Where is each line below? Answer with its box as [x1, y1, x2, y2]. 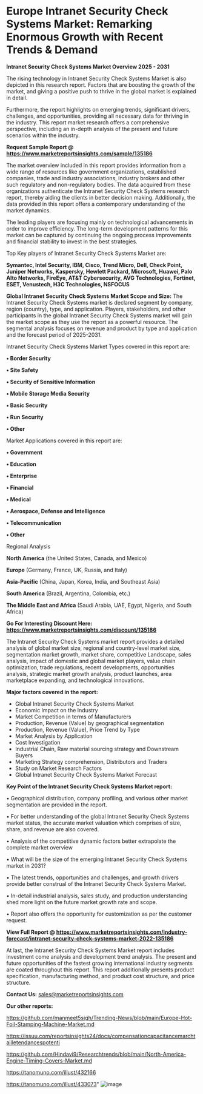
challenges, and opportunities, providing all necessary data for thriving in [6, 112, 189, 120]
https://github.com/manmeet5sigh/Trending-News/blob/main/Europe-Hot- [6, 1014, 193, 1021]
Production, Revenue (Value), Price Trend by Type [15, 726, 141, 733]
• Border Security [6, 354, 52, 362]
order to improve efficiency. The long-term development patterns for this [6, 225, 188, 232]
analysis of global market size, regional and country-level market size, [6, 644, 181, 652]
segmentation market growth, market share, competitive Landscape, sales [6, 650, 191, 658]
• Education [6, 460, 36, 468]
